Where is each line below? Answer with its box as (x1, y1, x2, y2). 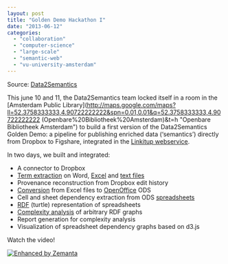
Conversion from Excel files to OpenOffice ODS (16, 186, 151, 194)
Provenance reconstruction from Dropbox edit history (16, 178, 169, 186)
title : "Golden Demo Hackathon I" (7, 16, 106, 23)
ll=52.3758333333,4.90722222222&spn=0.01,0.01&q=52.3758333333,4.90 (7, 108, 221, 116)
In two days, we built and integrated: (7, 151, 111, 159)
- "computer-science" (13, 42, 76, 49)
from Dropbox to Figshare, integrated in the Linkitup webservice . (7, 137, 190, 145)
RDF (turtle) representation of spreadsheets (16, 200, 141, 208)
